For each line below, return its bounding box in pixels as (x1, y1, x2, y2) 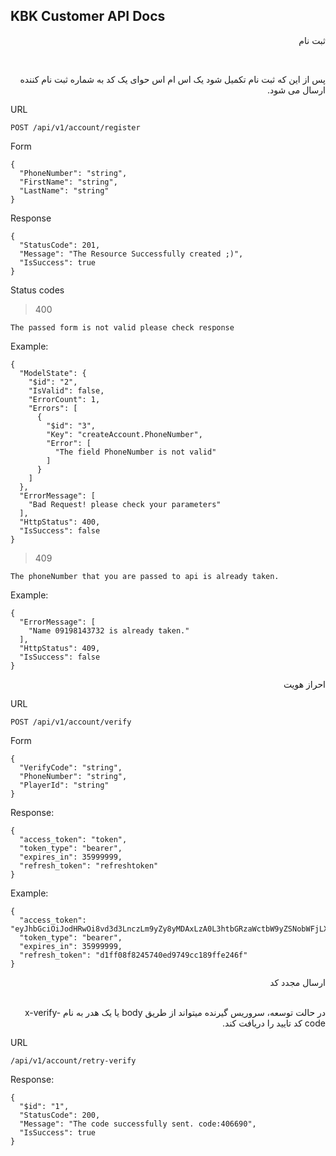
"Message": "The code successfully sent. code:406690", (19, 1119, 257, 1129)
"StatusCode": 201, (19, 240, 101, 250)
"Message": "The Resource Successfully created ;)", (19, 249, 244, 259)
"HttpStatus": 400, (19, 517, 101, 527)
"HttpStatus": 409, (19, 643, 101, 653)
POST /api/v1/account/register (10, 122, 141, 133)
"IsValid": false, (28, 385, 105, 396)
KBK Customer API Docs (10, 8, 166, 25)
